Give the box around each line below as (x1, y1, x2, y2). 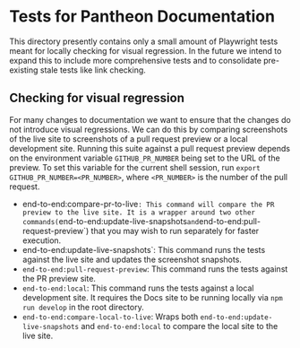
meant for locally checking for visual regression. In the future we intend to (9, 45, 282, 56)
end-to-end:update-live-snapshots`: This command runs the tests (21, 244, 266, 255)
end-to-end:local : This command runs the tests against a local (21, 283, 254, 293)
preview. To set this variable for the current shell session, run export (9, 161, 261, 172)
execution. (21, 235, 62, 246)
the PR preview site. (21, 273, 97, 283)
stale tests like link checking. (39, 65, 146, 75)
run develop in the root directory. (21, 301, 145, 312)
